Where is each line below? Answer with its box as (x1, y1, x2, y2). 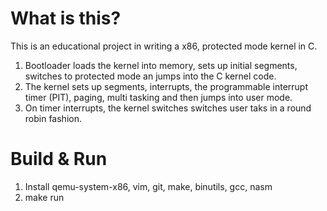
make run (24, 191, 65, 203)
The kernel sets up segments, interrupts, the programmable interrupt (24, 80, 309, 92)
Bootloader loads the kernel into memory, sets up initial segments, (24, 59, 298, 71)
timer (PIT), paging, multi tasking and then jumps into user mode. (24, 91, 293, 103)
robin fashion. (24, 112, 82, 124)
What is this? (10, 7, 122, 30)
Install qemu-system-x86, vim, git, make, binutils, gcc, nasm (24, 180, 273, 192)
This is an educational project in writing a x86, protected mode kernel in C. (10, 40, 318, 52)
